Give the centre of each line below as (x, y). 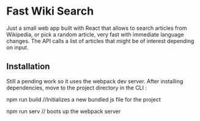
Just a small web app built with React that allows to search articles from (97, 28)
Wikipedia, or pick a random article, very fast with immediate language (95, 34)
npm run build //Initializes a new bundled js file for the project (83, 99)
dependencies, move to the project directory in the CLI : (77, 88)
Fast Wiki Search (50, 11)
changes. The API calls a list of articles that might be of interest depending (100, 41)
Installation (28, 67)
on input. (17, 47)
